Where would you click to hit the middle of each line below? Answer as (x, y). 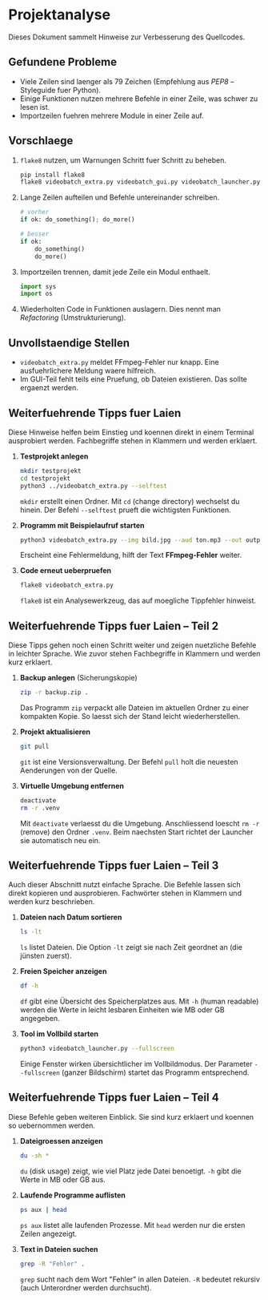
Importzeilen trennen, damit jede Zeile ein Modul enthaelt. (115, 272)
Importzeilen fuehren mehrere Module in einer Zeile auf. (112, 115)
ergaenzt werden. (49, 388)
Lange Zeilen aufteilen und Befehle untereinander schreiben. (120, 197)
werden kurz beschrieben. (52, 902)
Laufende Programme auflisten (72, 1195)
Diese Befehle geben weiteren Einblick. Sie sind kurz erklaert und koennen (131, 1116)
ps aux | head (43, 1209)
